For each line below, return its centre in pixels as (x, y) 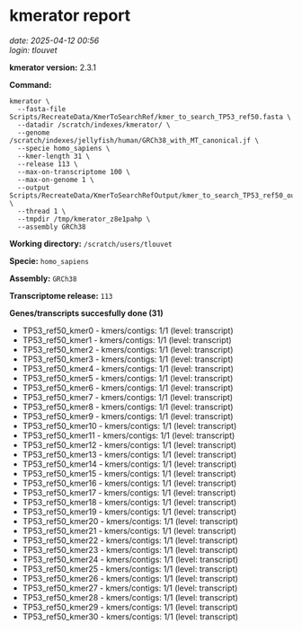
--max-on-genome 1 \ (56, 180)
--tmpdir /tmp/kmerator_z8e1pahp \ (84, 219)
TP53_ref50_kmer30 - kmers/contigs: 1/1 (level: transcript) (130, 617)
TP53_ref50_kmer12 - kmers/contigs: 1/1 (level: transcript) (129, 444)
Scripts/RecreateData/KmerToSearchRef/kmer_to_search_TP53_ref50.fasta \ (151, 117)
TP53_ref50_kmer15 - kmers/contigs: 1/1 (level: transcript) (129, 473)
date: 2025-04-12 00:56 (54, 40)
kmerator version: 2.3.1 (53, 67)
